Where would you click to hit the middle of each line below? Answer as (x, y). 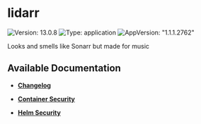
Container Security (46, 99)
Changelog (34, 85)
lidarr (24, 13)
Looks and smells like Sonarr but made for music (79, 46)
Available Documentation (64, 68)
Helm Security (39, 112)
